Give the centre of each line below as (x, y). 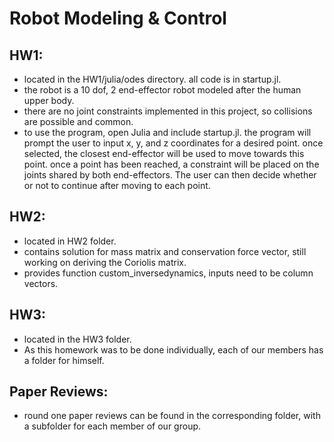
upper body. (49, 100)
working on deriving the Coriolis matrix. (105, 262)
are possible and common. (78, 121)
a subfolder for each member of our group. (112, 426)
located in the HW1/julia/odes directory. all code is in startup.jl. (152, 79)
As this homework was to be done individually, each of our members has (173, 349)
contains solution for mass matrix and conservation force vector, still (165, 251)
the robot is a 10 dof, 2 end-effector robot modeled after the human (162, 90)
